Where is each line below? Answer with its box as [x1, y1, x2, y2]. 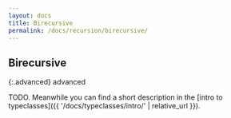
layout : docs [8, 11, 52, 20]
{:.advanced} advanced [8, 77, 86, 87]
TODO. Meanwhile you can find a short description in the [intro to [8, 92, 223, 102]
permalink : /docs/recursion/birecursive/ [8, 26, 149, 34]
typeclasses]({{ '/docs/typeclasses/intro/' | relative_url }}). [8, 101, 201, 111]
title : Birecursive [8, 19, 74, 27]
